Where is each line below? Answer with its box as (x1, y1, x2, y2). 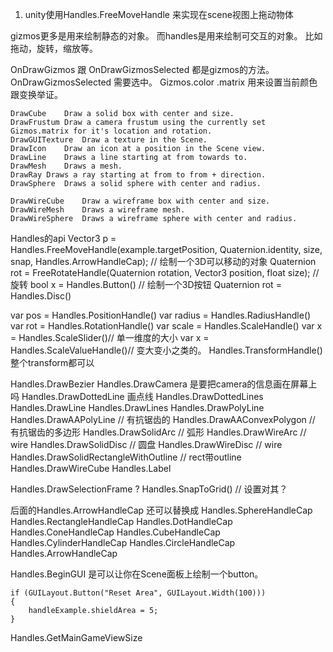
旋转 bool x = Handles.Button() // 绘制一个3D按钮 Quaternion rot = (10, 279, 282, 290)
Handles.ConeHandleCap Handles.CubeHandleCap (10, 526, 221, 538)
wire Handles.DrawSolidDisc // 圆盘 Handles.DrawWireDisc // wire (10, 439, 283, 450)
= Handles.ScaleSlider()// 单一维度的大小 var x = (10, 332, 210, 343)
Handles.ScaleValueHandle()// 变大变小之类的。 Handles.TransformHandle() (10, 344, 323, 356)
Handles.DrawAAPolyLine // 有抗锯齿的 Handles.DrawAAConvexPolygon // (10, 414, 316, 425)
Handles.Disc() (10, 290, 72, 302)
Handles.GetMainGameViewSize (10, 632, 143, 643)
